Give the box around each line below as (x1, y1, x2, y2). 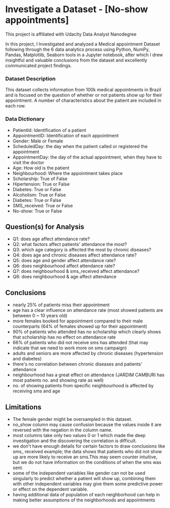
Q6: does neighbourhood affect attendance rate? (12, 263, 115, 269)
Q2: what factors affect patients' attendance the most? (12, 241, 127, 247)
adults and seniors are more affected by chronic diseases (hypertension (12, 350, 163, 356)
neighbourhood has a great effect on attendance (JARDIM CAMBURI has (12, 372, 165, 378)
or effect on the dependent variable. (12, 486, 88, 492)
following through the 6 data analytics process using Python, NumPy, (5, 46, 150, 52)
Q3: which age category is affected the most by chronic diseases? (12, 247, 151, 253)
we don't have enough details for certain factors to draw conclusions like (12, 443, 165, 449)
